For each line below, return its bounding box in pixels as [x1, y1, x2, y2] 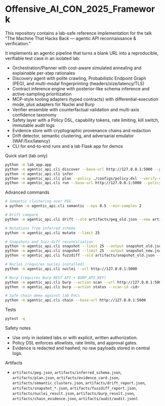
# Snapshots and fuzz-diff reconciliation [5, 239, 93, 244]
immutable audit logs [12, 122, 55, 128]
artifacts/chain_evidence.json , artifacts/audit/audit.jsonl [12, 396, 138, 402]
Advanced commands [5, 189, 50, 195]
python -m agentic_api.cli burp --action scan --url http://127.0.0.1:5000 [5, 280, 164, 285]
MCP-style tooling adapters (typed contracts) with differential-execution [12, 96, 159, 102]
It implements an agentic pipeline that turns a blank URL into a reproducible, [5, 50, 159, 56]
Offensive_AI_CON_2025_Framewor [5, 3, 155, 15]
